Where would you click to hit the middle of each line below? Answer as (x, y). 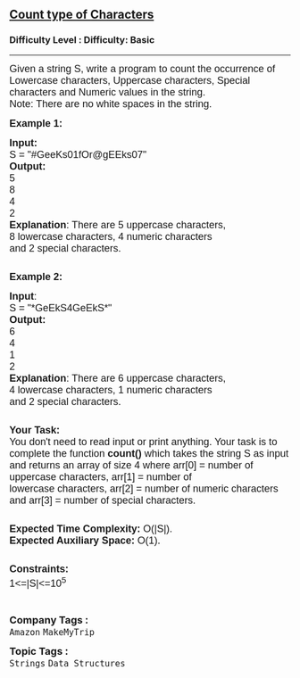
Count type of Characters (82, 15)
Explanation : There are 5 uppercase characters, (117, 225)
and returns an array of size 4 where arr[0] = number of (131, 465)
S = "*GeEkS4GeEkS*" (61, 308)
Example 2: (36, 277)
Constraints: (39, 568)
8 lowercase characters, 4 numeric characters (111, 236)
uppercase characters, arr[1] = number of (100, 476)
